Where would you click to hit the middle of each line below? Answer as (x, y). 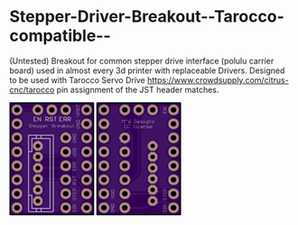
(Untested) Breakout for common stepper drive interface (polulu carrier (142, 61)
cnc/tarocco (32, 89)
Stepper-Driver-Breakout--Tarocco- (147, 17)
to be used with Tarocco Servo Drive (78, 80)
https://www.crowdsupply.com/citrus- (218, 80)
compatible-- (60, 36)
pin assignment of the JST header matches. (138, 89)
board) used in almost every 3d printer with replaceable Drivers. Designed (147, 70)
